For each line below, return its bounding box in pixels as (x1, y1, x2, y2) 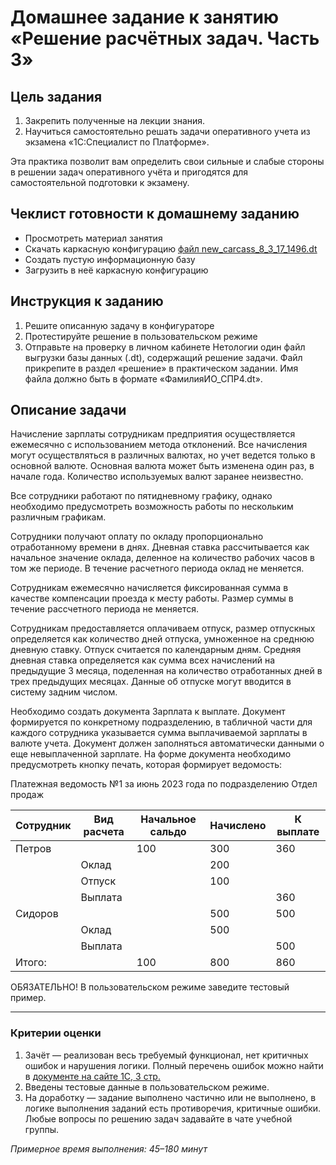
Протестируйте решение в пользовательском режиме (24, 330, 258, 342)
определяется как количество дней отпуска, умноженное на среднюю (10, 633, 315, 645)
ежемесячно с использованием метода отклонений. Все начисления (10, 439, 308, 451)
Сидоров (15, 907, 59, 921)
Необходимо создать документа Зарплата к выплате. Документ (10, 706, 286, 718)
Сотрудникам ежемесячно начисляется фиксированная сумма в (10, 582, 289, 594)
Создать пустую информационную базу (24, 253, 196, 265)
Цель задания (10, 88, 103, 105)
